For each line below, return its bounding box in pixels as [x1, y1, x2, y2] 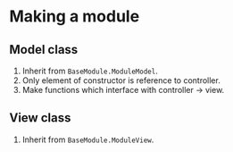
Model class [9, 42, 79, 57]
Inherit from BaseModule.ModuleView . [21, 134, 154, 145]
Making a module [9, 6, 140, 27]
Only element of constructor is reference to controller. [21, 75, 221, 86]
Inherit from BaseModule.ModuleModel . [21, 65, 158, 76]
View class [9, 110, 71, 126]
